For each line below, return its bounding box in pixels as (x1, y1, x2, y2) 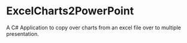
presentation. (6, 30, 39, 37)
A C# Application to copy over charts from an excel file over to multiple (6, 24, 182, 31)
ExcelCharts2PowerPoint (6, 4, 134, 18)
